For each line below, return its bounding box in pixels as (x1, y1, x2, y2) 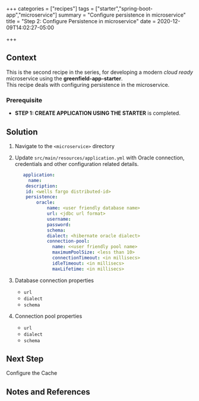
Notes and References (6, 387, 90, 397)
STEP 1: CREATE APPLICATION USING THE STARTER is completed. (14, 109, 181, 117)
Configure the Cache (6, 369, 58, 377)
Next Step (6, 354, 44, 364)
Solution (6, 127, 38, 137)
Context (6, 53, 37, 63)
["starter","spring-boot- (95, 5, 153, 12)
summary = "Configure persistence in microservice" (58, 11, 186, 18)
